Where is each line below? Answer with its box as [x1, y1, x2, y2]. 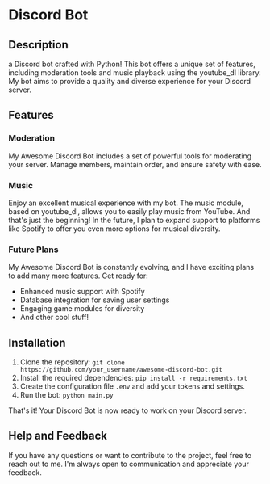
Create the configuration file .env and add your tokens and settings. [19, 381, 246, 391]
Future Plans [8, 244, 59, 255]
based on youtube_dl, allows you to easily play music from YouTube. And [8, 206, 251, 216]
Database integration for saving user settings [19, 295, 170, 305]
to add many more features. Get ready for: [8, 271, 149, 280]
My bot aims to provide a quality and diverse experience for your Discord [8, 77, 251, 86]
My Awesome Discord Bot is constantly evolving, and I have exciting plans [8, 263, 255, 272]
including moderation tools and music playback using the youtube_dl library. [8, 68, 261, 78]
